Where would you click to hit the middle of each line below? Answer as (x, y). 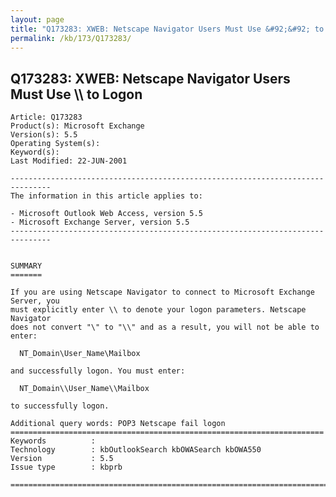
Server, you (35, 301)
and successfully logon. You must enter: (98, 371)
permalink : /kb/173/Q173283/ (71, 38)
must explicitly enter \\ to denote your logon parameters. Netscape (158, 310)
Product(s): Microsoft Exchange (77, 126)
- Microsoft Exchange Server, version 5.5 (100, 222)
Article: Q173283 (46, 117)
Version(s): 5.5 (44, 135)
